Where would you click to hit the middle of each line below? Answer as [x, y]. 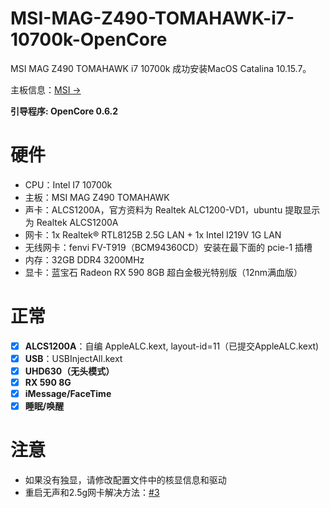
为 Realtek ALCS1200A [71, 222]
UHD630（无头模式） [69, 371]
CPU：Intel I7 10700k [68, 184]
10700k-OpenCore [89, 39]
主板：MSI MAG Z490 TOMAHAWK [97, 197]
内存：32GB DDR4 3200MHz [84, 259]
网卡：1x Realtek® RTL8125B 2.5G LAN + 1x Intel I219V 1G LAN [153, 234]
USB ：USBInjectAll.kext [73, 358]
